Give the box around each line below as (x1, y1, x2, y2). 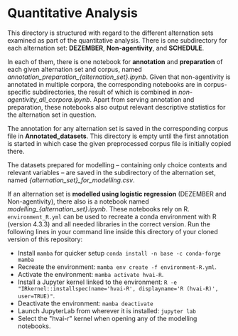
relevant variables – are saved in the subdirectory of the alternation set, (7, 168, 216, 177)
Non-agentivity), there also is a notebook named (7, 197, 149, 206)
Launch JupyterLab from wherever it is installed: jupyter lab (17, 306, 197, 315)
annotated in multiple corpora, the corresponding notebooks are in (7, 80, 202, 88)
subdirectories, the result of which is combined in (32, 88, 178, 96)
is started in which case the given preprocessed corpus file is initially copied (7, 139, 232, 147)
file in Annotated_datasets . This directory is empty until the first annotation (7, 132, 229, 140)
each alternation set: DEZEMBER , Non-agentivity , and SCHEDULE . (7, 43, 205, 52)
